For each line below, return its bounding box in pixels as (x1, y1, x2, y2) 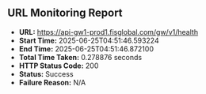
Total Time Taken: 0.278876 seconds (18, 52, 143, 62)
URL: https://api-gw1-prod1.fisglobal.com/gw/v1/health (18, 27, 199, 36)
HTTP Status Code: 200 (18, 61, 99, 70)
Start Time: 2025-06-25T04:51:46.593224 (18, 36, 159, 45)
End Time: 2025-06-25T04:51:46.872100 (18, 43, 154, 54)
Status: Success (18, 69, 74, 78)
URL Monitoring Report (7, 6, 124, 20)
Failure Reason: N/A (18, 77, 86, 87)
